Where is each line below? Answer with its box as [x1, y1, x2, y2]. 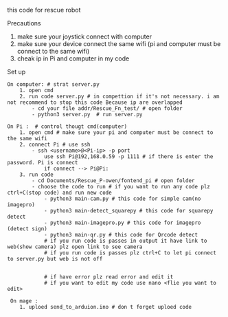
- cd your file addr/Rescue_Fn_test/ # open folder [32, 105, 183, 112]
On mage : [10, 298, 38, 305]
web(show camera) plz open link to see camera [7, 243, 143, 250]
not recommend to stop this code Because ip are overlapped [7, 99, 183, 106]
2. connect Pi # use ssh [19, 141, 91, 148]
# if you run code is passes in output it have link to [43, 237, 207, 244]
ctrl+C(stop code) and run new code [7, 189, 112, 196]
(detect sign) [7, 226, 48, 232]
